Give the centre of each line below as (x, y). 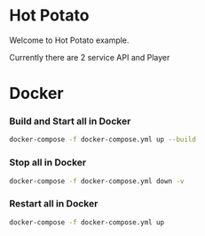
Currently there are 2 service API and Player (90, 57)
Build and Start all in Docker (70, 121)
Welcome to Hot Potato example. (69, 40)
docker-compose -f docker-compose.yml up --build (103, 140)
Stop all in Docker (48, 163)
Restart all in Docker (54, 204)
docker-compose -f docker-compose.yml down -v (97, 181)
